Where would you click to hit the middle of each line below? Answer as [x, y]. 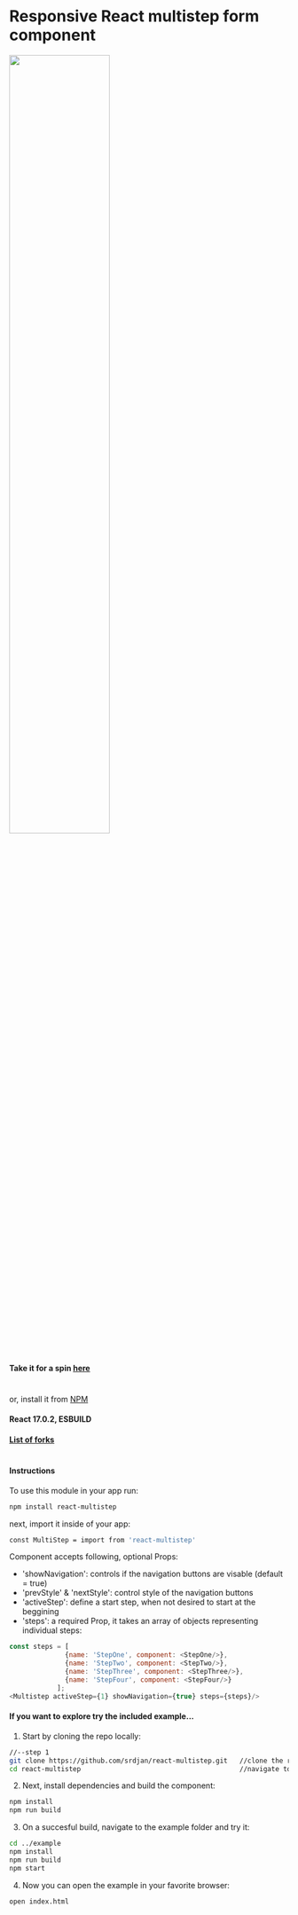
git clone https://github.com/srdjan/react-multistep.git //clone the [146, 1761]
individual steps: [52, 1630]
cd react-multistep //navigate [144, 1769]
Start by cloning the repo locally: [82, 1736]
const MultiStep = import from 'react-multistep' [103, 1540]
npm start [27, 1868]
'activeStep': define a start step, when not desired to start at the [139, 1602]
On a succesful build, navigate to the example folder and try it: [136, 1827]
